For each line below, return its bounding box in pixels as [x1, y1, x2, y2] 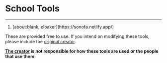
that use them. [5, 53, 36, 59]
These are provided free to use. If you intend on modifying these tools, [5, 33, 150, 39]
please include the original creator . [5, 38, 76, 44]
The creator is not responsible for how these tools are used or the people [5, 48, 159, 54]
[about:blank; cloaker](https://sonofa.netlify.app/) [12, 24, 114, 30]
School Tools [5, 3, 60, 14]
